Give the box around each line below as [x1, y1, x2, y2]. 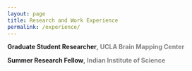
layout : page [7, 10, 46, 18]
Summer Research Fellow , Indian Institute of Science [7, 56, 166, 65]
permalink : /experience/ [7, 23, 80, 30]
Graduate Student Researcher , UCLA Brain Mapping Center [7, 43, 185, 51]
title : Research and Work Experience [7, 17, 119, 24]
